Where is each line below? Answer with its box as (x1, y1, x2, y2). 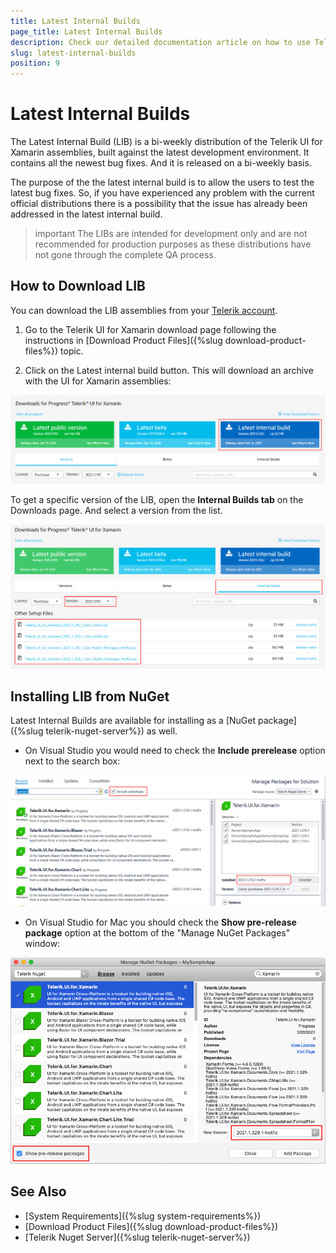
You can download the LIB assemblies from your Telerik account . (10, 304, 278, 316)
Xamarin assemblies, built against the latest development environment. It (10, 146, 310, 159)
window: (24, 937, 61, 949)
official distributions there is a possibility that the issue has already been (10, 198, 308, 210)
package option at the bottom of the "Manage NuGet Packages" (24, 926, 291, 939)
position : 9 (10, 58, 60, 69)
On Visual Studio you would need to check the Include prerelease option (24, 745, 326, 757)
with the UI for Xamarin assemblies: (24, 375, 172, 387)
